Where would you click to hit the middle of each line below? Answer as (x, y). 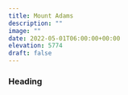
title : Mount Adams (41, 16)
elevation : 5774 (35, 46)
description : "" (35, 23)
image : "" (25, 31)
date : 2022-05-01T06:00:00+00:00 (64, 38)
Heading (25, 81)
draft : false (30, 53)
